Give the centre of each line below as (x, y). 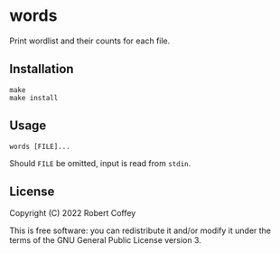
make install (34, 98)
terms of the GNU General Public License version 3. (105, 240)
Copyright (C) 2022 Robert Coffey (73, 213)
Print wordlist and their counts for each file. (90, 41)
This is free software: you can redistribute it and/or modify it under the (140, 230)
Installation (42, 69)
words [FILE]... (40, 146)
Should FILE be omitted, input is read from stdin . (100, 163)
